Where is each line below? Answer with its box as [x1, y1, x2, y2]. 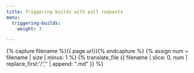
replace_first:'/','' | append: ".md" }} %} [6, 60, 104, 68]
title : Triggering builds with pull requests [6, 8, 123, 15]
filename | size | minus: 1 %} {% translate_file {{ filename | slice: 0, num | [6, 54, 188, 61]
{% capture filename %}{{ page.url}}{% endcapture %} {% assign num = [6, 48, 189, 55]
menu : [6, 14, 20, 21]
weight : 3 [17, 25, 42, 32]
